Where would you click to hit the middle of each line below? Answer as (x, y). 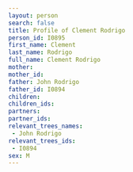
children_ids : (32, 104)
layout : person (33, 15)
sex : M (19, 155)
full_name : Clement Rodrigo (55, 60)
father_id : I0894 (37, 89)
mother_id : (26, 75)
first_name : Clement (42, 45)
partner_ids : (30, 119)
